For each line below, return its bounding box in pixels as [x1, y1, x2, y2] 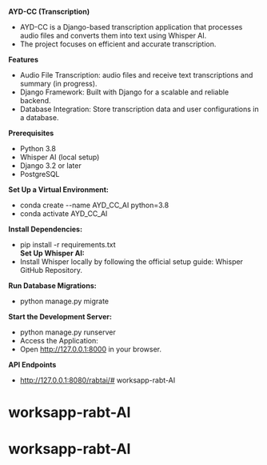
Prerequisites [8, 128, 54, 138]
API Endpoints [8, 360, 57, 369]
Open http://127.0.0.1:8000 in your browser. [19, 344, 162, 354]
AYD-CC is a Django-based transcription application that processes [19, 22, 243, 31]
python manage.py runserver [19, 327, 116, 337]
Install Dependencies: [8, 224, 82, 234]
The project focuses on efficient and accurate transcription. [19, 39, 217, 49]
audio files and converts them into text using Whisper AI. [19, 31, 207, 40]
